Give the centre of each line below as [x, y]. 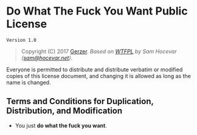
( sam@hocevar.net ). [47, 58]
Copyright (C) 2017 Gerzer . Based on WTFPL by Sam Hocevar [99, 51]
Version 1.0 [21, 40]
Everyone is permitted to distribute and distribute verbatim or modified [95, 69]
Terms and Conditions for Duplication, [80, 101]
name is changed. [29, 82]
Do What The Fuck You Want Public [97, 11]
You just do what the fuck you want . [61, 125]
